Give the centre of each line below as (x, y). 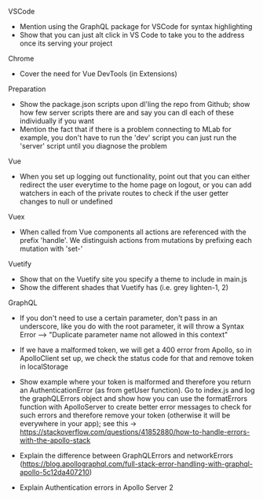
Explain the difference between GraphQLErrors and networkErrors (126, 456)
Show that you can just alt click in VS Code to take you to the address (132, 35)
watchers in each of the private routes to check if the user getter (124, 193)
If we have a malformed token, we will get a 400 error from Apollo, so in (135, 350)
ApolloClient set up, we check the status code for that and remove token (137, 358)
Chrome (21, 59)
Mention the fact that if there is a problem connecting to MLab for (125, 129)
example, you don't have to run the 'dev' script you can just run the (128, 138)
